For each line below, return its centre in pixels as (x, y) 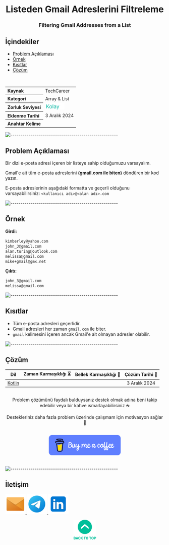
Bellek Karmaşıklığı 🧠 (98, 375)
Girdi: (11, 231)
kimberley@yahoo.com (27, 241)
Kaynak (16, 91)
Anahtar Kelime (24, 124)
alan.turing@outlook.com (31, 251)
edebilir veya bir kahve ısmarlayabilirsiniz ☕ (85, 405)
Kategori (17, 99)
